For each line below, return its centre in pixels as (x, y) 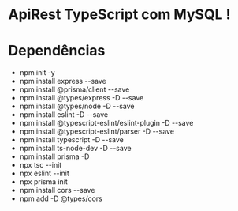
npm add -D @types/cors (61, 198)
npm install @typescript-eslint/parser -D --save (97, 131)
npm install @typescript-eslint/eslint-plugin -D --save (106, 123)
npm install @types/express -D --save (82, 98)
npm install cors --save (57, 190)
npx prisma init (44, 182)
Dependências (57, 51)
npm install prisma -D (54, 156)
